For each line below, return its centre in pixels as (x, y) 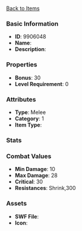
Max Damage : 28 (36, 175)
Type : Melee (30, 112)
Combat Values (29, 156)
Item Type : (28, 125)
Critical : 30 (29, 182)
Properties (22, 65)
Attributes (21, 99)
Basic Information (32, 24)
